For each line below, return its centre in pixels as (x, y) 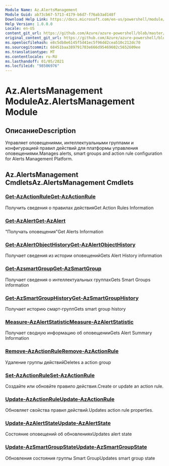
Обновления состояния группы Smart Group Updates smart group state (80, 458)
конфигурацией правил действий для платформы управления (72, 148)
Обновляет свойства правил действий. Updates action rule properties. (79, 410)
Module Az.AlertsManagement (70, 102)
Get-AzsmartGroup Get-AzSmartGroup (53, 268)
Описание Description (41, 130)
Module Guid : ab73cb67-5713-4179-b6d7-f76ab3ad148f (60, 15)
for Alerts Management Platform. (39, 159)
